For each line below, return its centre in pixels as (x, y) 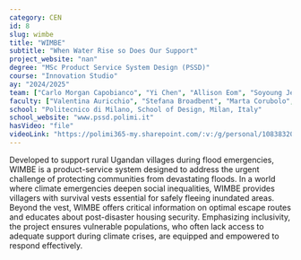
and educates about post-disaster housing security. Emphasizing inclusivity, (150, 217)
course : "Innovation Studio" (64, 76)
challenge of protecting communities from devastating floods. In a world (142, 178)
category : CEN (36, 17)
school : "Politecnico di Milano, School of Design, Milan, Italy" (136, 109)
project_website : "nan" (54, 59)
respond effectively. (46, 245)
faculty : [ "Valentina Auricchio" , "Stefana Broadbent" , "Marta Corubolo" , (152, 101)
